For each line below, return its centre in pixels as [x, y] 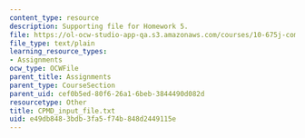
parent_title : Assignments [60, 77]
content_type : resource [54, 18]
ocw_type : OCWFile [44, 69]
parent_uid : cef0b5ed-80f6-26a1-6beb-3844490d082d [107, 94]
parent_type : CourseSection [63, 85]
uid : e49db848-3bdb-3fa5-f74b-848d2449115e [93, 119]
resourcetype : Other [49, 102]
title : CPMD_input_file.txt [63, 111]
